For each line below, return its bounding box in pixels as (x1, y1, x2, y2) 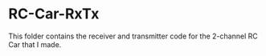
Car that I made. (8, 39, 62, 49)
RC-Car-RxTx (8, 5, 100, 23)
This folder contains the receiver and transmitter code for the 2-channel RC (8, 31, 259, 41)
